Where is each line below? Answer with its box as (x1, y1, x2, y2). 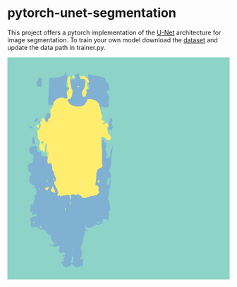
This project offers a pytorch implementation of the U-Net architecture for (7, 28, 221, 37)
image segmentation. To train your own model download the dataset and (7, 35, 219, 44)
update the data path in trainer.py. (7, 43, 106, 51)
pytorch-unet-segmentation (7, 5, 176, 21)
